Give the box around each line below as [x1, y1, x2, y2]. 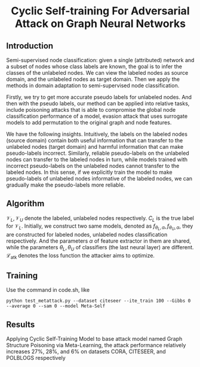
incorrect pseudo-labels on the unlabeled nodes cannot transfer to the [6, 163, 180, 169]
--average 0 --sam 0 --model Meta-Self [6, 303, 106, 309]
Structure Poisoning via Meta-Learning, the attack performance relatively [6, 341, 186, 348]
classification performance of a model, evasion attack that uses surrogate [6, 112, 188, 120]
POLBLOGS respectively [6, 354, 66, 361]
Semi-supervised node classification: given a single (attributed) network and [6, 57, 195, 63]
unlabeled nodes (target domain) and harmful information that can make [6, 143, 184, 150]
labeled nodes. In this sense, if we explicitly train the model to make [6, 169, 173, 176]
